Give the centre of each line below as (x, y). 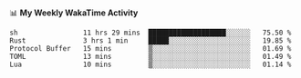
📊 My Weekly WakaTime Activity (74, 13)
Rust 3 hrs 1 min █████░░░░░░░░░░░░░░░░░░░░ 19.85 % (150, 41)
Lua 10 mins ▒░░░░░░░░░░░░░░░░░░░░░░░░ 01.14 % (150, 64)
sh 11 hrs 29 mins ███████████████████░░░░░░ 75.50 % (150, 33)
